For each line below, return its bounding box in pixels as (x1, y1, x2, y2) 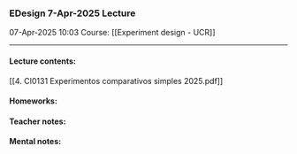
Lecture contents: (9, 56, 77, 66)
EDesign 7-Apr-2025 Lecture (9, 7, 136, 19)
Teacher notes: (9, 116, 66, 127)
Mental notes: (9, 136, 62, 147)
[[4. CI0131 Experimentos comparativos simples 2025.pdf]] (9, 75, 224, 86)
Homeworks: (9, 96, 57, 106)
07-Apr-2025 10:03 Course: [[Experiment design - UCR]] (9, 27, 216, 38)
